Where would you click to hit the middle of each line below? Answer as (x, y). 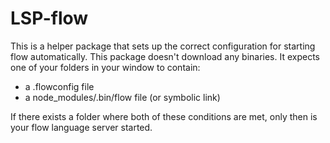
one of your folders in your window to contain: (105, 67)
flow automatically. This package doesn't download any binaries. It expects (165, 56)
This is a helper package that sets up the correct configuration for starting (163, 46)
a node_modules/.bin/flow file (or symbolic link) (122, 97)
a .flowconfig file (59, 86)
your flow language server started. (81, 127)
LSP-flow (49, 18)
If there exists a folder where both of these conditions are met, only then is (164, 116)
